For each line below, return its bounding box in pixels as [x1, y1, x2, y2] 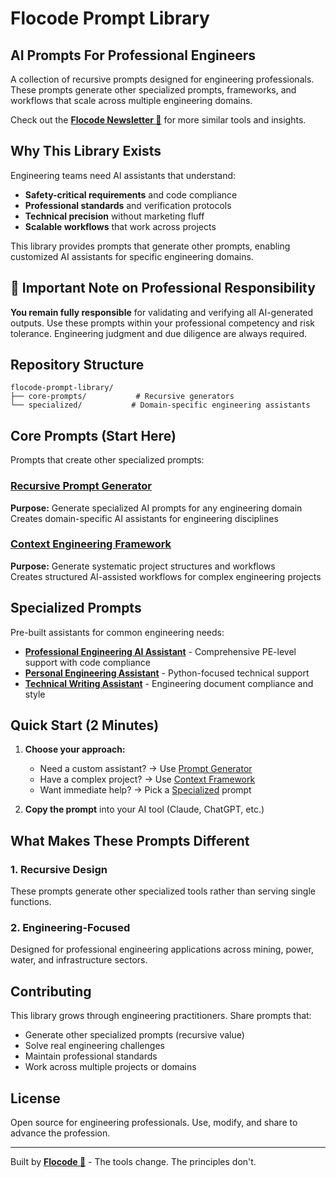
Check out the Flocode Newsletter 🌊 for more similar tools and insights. [10, 114, 307, 126]
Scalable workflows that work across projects [24, 220, 217, 232]
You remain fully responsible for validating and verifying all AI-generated [10, 306, 314, 318]
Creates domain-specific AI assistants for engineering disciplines [10, 512, 279, 524]
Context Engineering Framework [10, 537, 172, 551]
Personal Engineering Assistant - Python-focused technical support [24, 667, 310, 679]
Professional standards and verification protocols [24, 199, 232, 211]
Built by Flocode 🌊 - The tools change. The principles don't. [10, 1156, 257, 1168]
